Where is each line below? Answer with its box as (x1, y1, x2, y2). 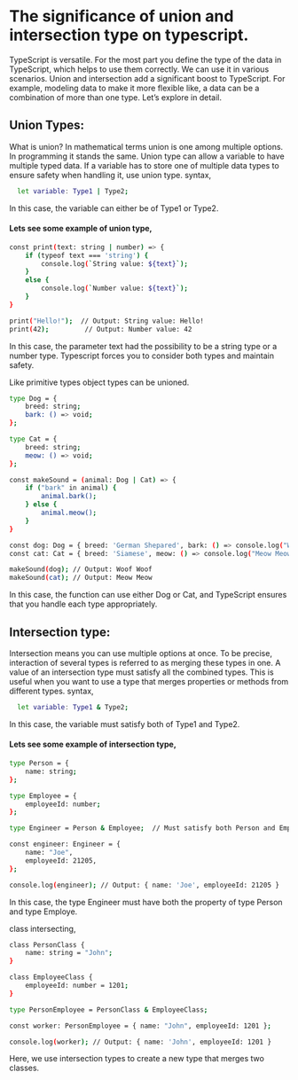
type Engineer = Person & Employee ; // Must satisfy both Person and (9, 824, 276, 833)
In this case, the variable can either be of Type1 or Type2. (9, 202, 219, 214)
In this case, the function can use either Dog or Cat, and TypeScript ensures (9, 590, 287, 600)
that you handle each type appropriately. (9, 599, 158, 609)
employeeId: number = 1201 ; (25, 982, 129, 990)
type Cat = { (9, 434, 58, 444)
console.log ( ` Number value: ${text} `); (41, 284, 189, 293)
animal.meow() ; (41, 508, 98, 518)
